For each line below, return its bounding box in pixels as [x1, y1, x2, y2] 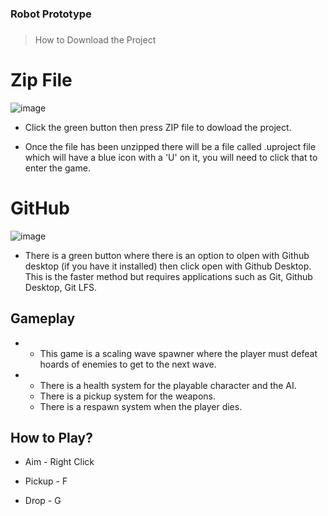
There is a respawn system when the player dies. [39, 400, 243, 412]
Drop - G [24, 495, 62, 507]
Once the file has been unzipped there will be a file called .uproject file [24, 140, 317, 152]
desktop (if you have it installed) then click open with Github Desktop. [24, 260, 312, 272]
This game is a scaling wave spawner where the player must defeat [39, 347, 318, 359]
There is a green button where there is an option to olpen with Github [24, 249, 310, 261]
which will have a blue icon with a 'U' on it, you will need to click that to [24, 151, 318, 163]
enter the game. [24, 162, 91, 174]
